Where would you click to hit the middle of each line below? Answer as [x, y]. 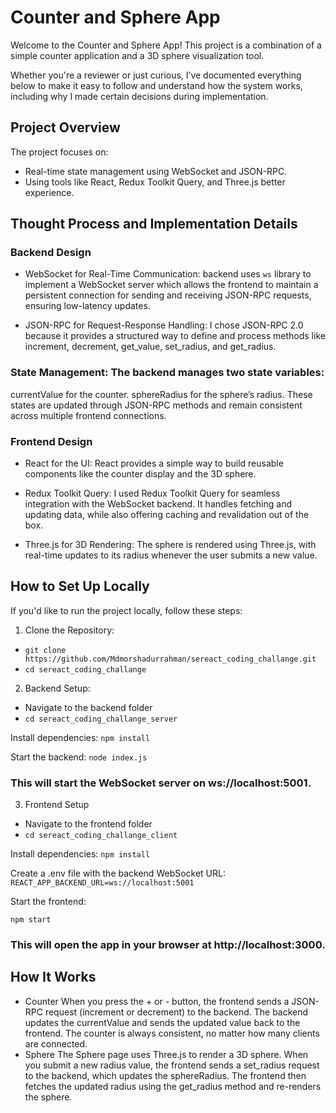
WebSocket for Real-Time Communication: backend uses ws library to [168, 274]
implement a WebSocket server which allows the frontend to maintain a [171, 285]
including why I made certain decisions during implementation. [139, 96]
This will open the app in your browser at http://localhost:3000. [168, 945]
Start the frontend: [48, 902]
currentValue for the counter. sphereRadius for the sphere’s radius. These [161, 394]
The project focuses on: [59, 152]
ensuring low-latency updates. [87, 306]
